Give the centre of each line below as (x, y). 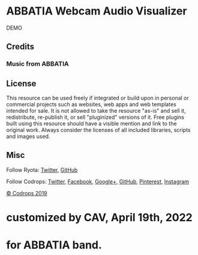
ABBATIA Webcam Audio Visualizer (97, 11)
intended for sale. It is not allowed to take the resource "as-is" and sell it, (96, 111)
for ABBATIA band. (54, 245)
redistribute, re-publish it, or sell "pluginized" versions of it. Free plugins (95, 117)
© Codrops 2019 (27, 193)
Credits (20, 47)
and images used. (28, 136)
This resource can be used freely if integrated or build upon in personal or (97, 98)
